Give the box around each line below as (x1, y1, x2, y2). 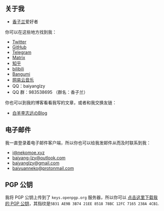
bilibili (12, 66, 24, 72)
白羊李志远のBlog (12, 110, 47, 116)
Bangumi (12, 71, 30, 77)
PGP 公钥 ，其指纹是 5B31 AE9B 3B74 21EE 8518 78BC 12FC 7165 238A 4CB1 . (10, 201, 160, 207)
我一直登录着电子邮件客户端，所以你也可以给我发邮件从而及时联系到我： (5, 139, 151, 146)
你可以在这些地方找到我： (5, 29, 57, 35)
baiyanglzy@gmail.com (12, 160, 60, 166)
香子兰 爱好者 (12, 19, 38, 25)
